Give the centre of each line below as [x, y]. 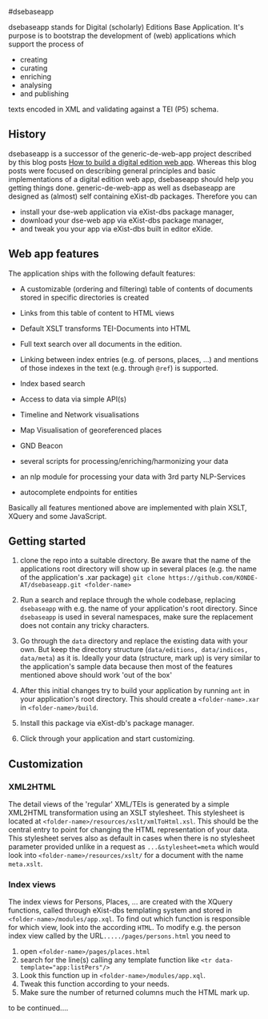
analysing [36, 85]
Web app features [54, 254]
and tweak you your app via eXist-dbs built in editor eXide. [116, 228]
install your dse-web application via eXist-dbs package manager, [127, 211]
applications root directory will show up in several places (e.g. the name [138, 569]
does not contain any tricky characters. [84, 626]
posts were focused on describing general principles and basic [112, 171]
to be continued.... [38, 1008]
